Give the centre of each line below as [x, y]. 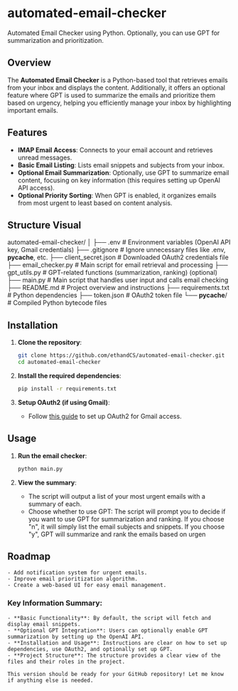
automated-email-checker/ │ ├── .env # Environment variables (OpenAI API [119, 242]
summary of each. [55, 504]
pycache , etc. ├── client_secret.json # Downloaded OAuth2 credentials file [118, 257]
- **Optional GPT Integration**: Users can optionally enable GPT [108, 630]
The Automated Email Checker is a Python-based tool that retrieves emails [118, 80]
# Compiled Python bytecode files [57, 303]
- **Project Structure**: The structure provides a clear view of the [114, 655]
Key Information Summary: [55, 603]
